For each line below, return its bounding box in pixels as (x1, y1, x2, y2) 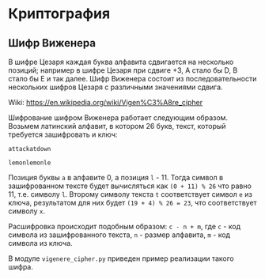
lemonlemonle (8, 159, 51, 167)
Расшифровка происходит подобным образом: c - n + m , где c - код (8, 222, 241, 231)
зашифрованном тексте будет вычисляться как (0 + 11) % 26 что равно (8, 181, 252, 190)
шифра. (8, 262, 34, 271)
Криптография (8, 5, 111, 23)
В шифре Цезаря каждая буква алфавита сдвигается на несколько (8, 57, 234, 66)
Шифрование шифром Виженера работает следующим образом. (8, 113, 228, 123)
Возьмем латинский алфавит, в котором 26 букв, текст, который (8, 122, 227, 130)
